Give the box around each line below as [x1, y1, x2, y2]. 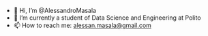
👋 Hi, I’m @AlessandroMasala [13, 7, 97, 14]
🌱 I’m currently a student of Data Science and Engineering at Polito [13, 14, 201, 22]
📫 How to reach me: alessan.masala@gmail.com [13, 21, 152, 29]
